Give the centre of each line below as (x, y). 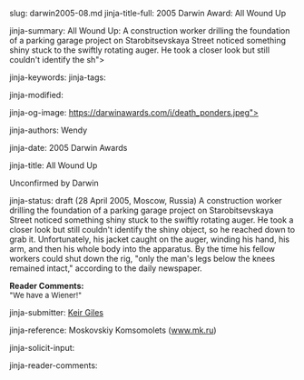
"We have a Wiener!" (45, 295)
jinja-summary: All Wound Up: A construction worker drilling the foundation (150, 30)
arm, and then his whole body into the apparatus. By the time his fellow (142, 249)
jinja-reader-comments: (54, 365)
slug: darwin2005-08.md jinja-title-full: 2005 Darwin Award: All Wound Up (148, 13)
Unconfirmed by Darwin (54, 183)
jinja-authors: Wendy (49, 130)
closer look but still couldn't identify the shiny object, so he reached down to (152, 230)
